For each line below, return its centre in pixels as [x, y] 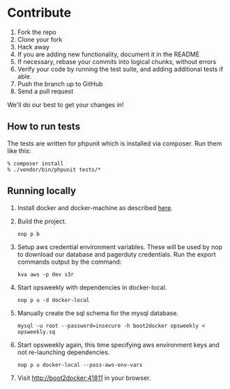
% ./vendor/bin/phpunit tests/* [54, 169]
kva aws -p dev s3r [46, 274]
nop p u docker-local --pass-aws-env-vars [80, 365]
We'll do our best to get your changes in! [66, 104]
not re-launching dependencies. [63, 352]
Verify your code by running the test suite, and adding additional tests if [120, 69]
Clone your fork [40, 39]
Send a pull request [45, 91]
